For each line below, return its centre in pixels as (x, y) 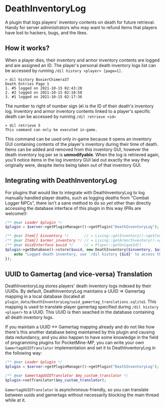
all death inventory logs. (29, 317)
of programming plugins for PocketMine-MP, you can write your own (74, 342)
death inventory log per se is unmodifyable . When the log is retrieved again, (82, 154)
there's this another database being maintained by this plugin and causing (80, 332)
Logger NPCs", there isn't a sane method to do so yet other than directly (78, 203)
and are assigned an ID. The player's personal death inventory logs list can (81, 65)
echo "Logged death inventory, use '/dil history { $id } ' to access (84, 254)
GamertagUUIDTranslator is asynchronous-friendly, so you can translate (77, 389)
